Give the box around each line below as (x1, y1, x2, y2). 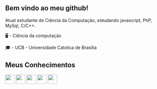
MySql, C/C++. (5, 22, 36, 28)
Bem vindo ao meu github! (5, 4, 88, 12)
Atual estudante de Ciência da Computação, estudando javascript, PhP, (5, 17, 152, 23)
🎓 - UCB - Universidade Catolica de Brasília (5, 44, 97, 50)
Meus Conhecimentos (5, 61, 75, 69)
